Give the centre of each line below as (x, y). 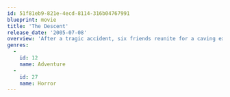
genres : (18, 45)
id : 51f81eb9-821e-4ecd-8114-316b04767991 (68, 13)
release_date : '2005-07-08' (47, 32)
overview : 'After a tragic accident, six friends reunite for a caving (111, 39)
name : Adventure (43, 64)
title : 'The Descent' (38, 26)
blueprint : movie (32, 20)
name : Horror (38, 83)
